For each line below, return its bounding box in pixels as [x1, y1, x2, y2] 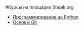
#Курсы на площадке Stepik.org [5, 4, 74, 10]
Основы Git [12, 19, 37, 25]
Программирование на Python [12, 14, 79, 19]
